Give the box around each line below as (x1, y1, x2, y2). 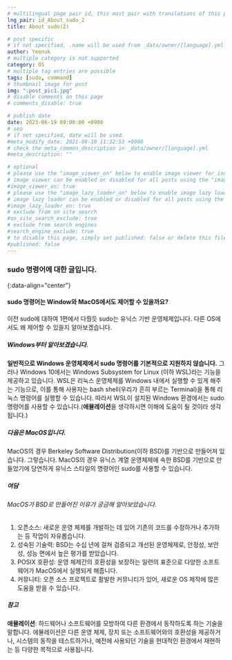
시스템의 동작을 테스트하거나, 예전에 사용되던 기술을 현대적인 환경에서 (16, 636, 202, 645)
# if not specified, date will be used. (7, 132, 126, 139)
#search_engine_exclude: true (7, 228, 95, 235)
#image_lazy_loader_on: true (7, 202, 91, 209)
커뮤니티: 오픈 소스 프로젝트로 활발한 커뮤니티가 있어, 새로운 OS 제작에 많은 (17, 575, 220, 583)
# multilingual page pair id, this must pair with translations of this (7, 10, 221, 17)
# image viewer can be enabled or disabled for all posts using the (7, 177, 209, 184)
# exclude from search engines (7, 222, 97, 229)
